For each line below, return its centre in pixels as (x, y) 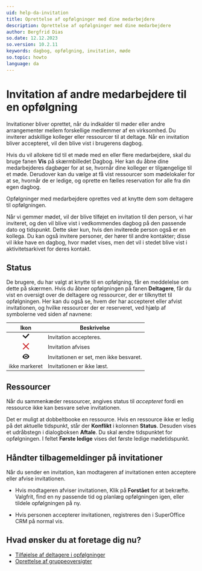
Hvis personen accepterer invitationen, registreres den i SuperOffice (100, 515)
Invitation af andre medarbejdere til (96, 94)
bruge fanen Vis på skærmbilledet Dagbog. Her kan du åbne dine (87, 161)
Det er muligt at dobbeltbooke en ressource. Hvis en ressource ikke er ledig (100, 419)
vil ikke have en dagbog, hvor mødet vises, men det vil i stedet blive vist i (97, 242)
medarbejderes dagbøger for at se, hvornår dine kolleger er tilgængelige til (99, 167)
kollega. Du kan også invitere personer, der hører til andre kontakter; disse (98, 236)
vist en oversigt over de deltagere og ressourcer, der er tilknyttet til (89, 295)
